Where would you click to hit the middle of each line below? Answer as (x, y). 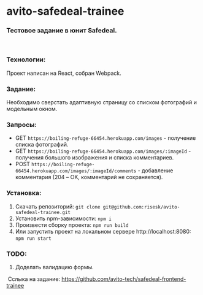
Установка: (24, 193)
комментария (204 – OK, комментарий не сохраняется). (89, 177)
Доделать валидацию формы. (54, 267)
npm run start (33, 238)
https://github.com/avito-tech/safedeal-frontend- (124, 279)
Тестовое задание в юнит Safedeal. (62, 31)
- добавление (155, 170)
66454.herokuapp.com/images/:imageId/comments (76, 171)
